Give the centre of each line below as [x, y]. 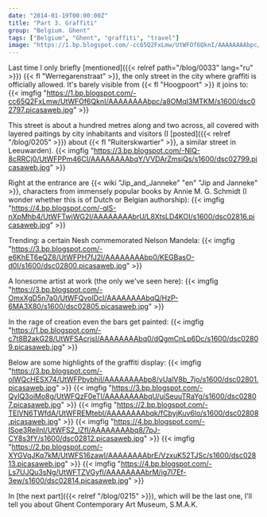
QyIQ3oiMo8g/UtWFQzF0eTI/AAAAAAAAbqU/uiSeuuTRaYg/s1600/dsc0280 [132, 396]
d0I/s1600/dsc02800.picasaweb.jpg [68, 266]
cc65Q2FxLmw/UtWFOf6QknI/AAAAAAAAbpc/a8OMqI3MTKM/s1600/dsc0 [132, 102]
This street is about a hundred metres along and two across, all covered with [133, 125]
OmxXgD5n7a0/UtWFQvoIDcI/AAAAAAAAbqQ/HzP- [93, 298]
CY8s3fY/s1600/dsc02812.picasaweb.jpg [76, 438]
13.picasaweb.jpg [37, 464]
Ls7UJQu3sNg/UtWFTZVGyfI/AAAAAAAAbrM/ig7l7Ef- [97, 473]
